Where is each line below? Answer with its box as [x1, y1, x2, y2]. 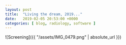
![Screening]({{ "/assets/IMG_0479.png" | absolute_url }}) [5, 34, 122, 40]
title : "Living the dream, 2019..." [5, 12, 83, 17]
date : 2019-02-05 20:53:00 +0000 [5, 16, 78, 21]
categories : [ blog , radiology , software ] [5, 21, 96, 26]
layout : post [5, 7, 32, 12]
